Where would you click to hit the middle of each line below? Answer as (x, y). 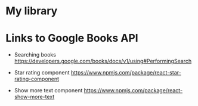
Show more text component (48, 91)
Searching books (35, 55)
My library (32, 11)
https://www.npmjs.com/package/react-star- (126, 73)
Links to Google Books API (72, 38)
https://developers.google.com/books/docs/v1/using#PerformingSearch (103, 61)
